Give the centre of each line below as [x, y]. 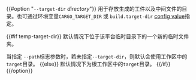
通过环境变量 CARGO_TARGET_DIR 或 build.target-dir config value [106, 16]
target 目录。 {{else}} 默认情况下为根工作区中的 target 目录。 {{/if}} [88, 64]
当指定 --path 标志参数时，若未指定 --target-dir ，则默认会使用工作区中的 [97, 56]
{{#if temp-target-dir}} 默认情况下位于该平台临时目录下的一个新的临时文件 [98, 36]
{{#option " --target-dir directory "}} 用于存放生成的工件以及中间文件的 [94, 9]
